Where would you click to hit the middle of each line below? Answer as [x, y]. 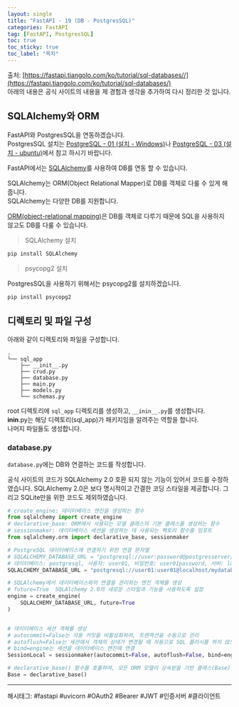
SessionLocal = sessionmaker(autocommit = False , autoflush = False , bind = [116, 655]
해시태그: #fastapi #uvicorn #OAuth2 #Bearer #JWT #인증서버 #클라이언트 [114, 696]
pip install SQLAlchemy [43, 254]
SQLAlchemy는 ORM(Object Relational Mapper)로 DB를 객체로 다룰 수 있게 [114, 183]
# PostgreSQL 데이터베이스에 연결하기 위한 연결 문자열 [78, 550]
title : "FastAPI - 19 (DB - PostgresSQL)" [71, 21]
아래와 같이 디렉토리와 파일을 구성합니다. [63, 339]
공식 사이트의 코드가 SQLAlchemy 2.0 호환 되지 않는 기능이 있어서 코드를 [108, 479]
